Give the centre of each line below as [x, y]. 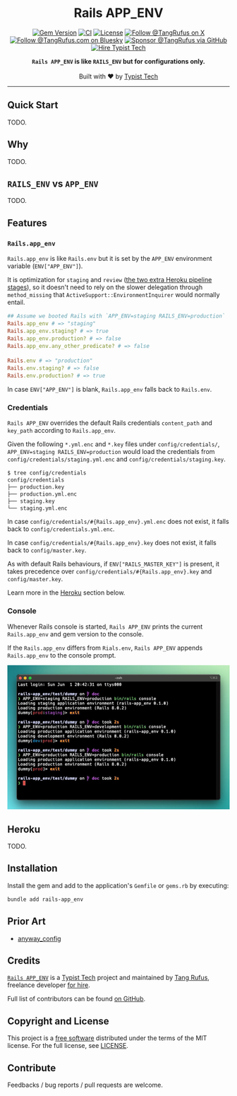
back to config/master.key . [47, 550]
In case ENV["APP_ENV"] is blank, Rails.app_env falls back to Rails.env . [110, 389]
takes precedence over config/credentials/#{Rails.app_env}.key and [110, 571]
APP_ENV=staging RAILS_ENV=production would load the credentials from [111, 452]
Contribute [32, 1068]
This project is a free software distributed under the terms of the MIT [107, 1038]
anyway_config [39, 938]
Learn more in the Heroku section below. [66, 593]
